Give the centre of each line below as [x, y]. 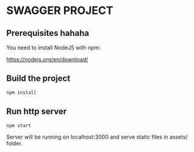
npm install [21, 92]
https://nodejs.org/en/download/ [47, 59]
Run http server [37, 112]
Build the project [38, 79]
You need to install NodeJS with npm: [53, 47]
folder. [14, 143]
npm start [19, 125]
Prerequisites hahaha [48, 33]
